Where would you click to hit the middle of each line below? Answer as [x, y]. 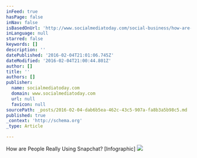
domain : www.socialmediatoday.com [53, 93]
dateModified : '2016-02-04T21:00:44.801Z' [59, 60]
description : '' [26, 50]
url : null [23, 99]
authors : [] [21, 77]
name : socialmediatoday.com [46, 88]
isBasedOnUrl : [23, 28]
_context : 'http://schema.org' [44, 121]
